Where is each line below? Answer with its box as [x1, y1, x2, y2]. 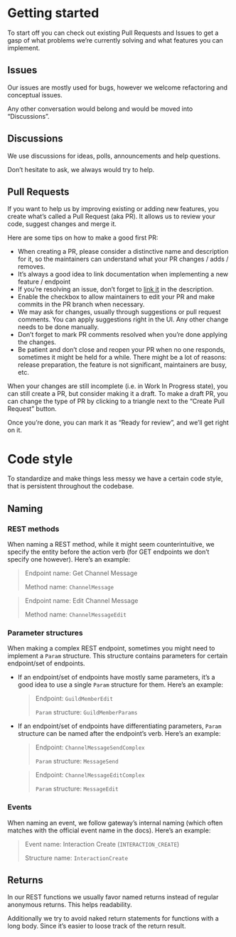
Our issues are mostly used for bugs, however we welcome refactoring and [7, 83, 227, 92]
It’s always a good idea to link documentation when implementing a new [17, 270, 229, 279]
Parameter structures [7, 628, 83, 638]
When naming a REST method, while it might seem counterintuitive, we [7, 540, 215, 548]
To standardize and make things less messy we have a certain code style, [7, 474, 223, 483]
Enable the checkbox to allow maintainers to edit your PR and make [17, 293, 215, 301]
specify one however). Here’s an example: [7, 555, 131, 563]
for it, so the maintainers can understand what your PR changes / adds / [17, 255, 229, 264]
